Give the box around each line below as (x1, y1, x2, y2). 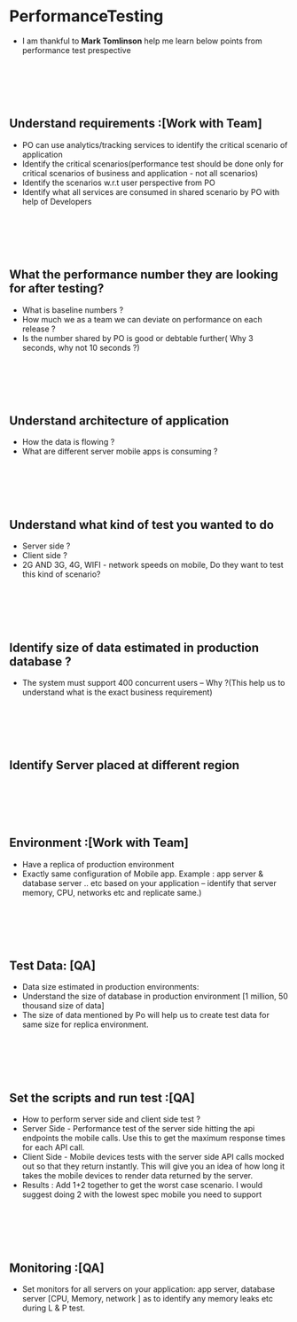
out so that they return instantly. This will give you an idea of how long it (21, 1161, 285, 1171)
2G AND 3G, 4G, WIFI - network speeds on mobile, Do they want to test (21, 560, 284, 571)
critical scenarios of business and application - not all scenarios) (21, 167, 259, 178)
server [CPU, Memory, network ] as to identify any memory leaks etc (21, 1294, 273, 1304)
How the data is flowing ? (21, 437, 115, 447)
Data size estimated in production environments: (21, 982, 199, 992)
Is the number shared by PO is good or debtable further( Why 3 (21, 332, 254, 343)
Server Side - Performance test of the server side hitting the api (21, 1124, 255, 1134)
